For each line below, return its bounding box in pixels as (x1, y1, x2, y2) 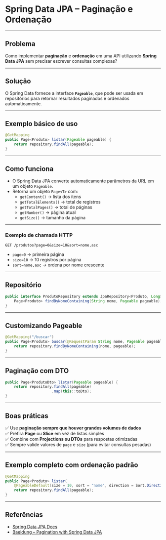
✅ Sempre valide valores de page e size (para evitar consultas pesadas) (5, 441, 152, 448)
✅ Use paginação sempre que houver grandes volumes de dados (5, 425, 141, 431)
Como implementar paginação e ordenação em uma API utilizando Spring (5, 53, 157, 59)
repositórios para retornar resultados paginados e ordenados (5, 95, 129, 101)
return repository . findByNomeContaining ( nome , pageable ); (14, 343, 136, 349)
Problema (5, 40, 36, 48)
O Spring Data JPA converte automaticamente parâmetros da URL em (12, 178, 154, 184)
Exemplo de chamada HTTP (5, 231, 73, 238)
